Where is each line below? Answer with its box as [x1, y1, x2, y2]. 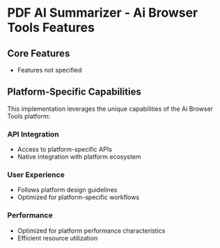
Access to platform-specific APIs [17, 145, 113, 154]
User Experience [7, 170, 65, 180]
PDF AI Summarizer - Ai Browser [7, 5, 198, 21]
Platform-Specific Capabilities [7, 86, 141, 98]
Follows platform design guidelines [17, 186, 118, 194]
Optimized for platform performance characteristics [17, 226, 166, 235]
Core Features [7, 47, 70, 59]
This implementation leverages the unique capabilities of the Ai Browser [7, 104, 214, 113]
